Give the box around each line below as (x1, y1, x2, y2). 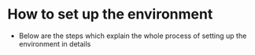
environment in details (18, 39, 91, 48)
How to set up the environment (7, 5, 213, 23)
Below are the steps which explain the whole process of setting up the (18, 31, 247, 40)
